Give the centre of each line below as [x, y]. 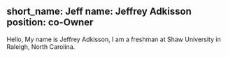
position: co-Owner [50, 23]
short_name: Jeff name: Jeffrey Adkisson [99, 12]
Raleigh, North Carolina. [41, 46]
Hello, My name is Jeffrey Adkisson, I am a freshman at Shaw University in [114, 39]
